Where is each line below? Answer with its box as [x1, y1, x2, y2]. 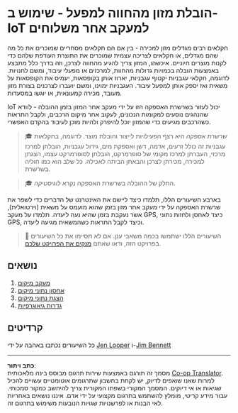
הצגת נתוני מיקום [17, 293, 64, 302]
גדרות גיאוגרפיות [17, 301, 62, 309]
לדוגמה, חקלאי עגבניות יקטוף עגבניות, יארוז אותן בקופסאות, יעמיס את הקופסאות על [7, 73, 230, 82]
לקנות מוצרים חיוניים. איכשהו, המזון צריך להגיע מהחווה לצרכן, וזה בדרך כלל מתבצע [7, 58, 227, 67]
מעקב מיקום [17, 278, 51, 287]
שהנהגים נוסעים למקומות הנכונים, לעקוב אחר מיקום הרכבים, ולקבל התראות [7, 110, 209, 119]
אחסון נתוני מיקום [17, 286, 65, 294]
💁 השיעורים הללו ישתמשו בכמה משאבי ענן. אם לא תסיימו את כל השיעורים [24, 231, 222, 240]
